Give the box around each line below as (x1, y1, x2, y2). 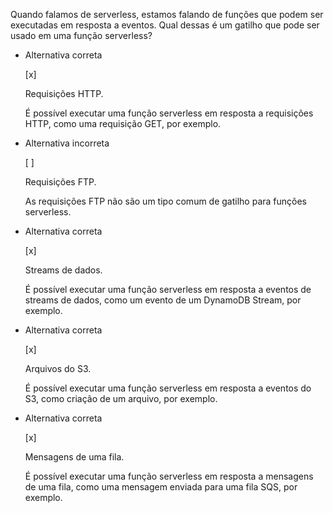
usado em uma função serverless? (10, 30, 153, 41)
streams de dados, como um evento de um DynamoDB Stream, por (24, 294, 302, 306)
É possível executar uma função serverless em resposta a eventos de (24, 284, 312, 295)
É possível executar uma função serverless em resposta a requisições (24, 107, 314, 119)
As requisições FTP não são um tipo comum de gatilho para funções (24, 195, 308, 207)
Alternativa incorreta (24, 137, 110, 149)
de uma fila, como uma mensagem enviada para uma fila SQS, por (24, 481, 298, 493)
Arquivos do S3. (24, 363, 92, 374)
